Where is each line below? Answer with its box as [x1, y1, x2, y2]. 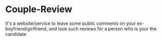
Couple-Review [5, 4, 73, 15]
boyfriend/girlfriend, [5, 25, 48, 31]
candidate [5, 31, 27, 37]
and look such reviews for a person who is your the [49, 25, 157, 31]
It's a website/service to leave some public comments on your [5, 20, 136, 26]
